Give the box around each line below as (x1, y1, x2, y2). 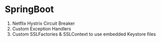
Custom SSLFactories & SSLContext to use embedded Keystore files (12, 31, 156, 37)
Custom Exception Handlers (12, 25, 72, 31)
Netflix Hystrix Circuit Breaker (12, 20, 75, 26)
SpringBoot (5, 4, 54, 15)
